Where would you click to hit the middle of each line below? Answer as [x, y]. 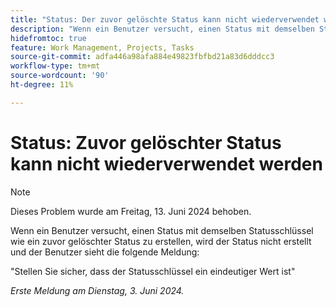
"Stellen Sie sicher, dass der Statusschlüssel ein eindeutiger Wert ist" [153, 271]
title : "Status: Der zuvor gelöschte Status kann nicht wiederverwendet [165, 19]
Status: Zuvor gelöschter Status [146, 142]
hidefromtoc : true [48, 38]
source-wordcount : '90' [60, 76]
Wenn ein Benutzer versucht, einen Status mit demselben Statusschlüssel [162, 230]
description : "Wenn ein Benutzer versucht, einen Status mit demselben [162, 29]
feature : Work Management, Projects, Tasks [102, 47]
